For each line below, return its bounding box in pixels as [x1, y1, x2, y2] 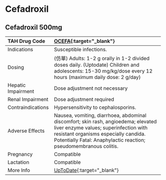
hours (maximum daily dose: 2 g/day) [54, 74, 141, 80]
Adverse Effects [7, 127, 45, 134]
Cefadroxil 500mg [5, 23, 63, 32]
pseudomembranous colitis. [54, 143, 119, 149]
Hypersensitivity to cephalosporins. [54, 104, 136, 110]
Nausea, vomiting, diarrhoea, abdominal [54, 112, 147, 119]
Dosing [7, 64, 24, 71]
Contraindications [7, 104, 49, 110]
